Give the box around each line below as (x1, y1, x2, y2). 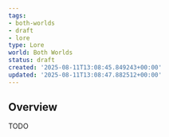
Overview (8, 100, 58, 114)
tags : (8, 11, 26, 20)
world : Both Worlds (8, 49, 73, 57)
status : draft (8, 57, 56, 65)
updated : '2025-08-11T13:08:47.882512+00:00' (8, 71, 162, 79)
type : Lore (8, 41, 45, 49)
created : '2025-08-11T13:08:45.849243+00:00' (8, 64, 162, 72)
